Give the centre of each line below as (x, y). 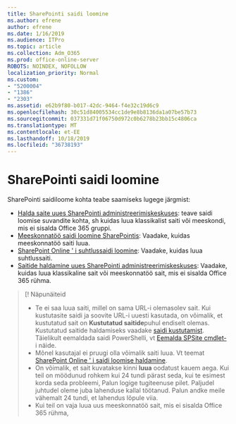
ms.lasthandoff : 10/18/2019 (49, 138)
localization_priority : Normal (53, 73)
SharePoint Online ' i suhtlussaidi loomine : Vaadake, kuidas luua (110, 250)
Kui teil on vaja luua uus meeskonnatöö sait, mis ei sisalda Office (129, 406)
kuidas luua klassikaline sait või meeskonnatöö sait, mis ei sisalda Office (122, 273)
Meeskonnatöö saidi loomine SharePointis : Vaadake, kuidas (104, 236)
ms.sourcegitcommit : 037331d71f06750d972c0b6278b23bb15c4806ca (102, 119)
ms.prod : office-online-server (53, 60)
